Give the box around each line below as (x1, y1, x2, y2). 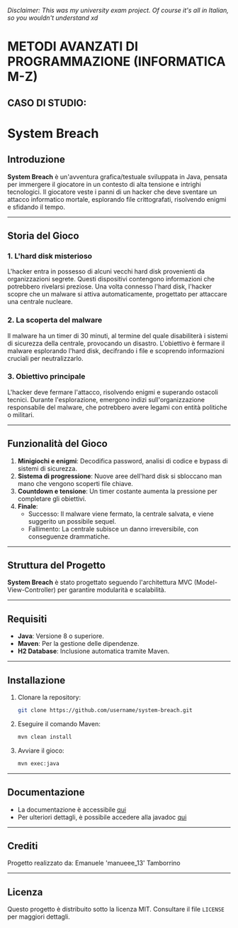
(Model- (193, 578, 218, 587)
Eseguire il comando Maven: (17, 719, 101, 728)
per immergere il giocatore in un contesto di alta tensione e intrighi (7, 180, 202, 188)
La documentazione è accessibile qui (17, 805, 126, 814)
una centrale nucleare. (7, 298, 73, 306)
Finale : (17, 502, 38, 510)
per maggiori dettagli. (7, 912, 70, 921)
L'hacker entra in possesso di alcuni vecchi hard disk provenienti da (7, 267, 205, 276)
